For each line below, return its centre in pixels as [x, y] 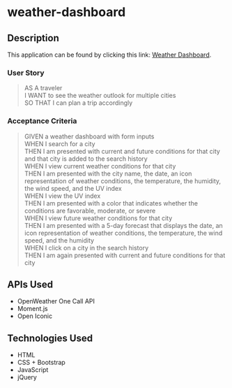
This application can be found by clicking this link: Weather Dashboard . [109, 55]
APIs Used [30, 284]
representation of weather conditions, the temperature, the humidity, [123, 181]
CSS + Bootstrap [41, 362]
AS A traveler [43, 88]
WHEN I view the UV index [62, 196]
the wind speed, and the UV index [73, 188]
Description [33, 38]
